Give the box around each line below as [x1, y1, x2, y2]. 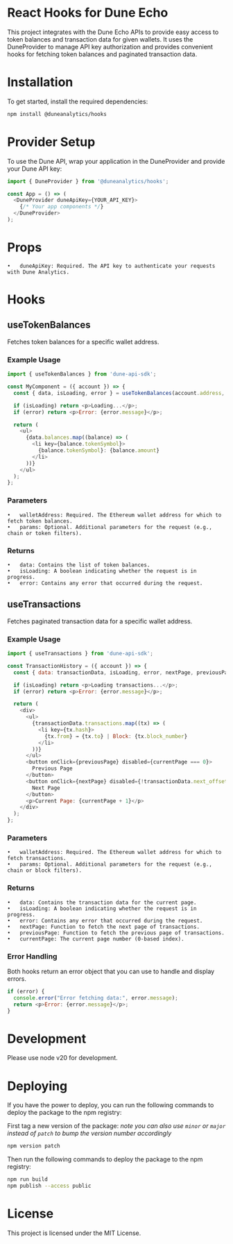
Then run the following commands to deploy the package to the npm [7, 1155, 203, 1163]
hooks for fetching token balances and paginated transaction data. [7, 50, 198, 58]
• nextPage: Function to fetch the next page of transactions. [7, 923, 200, 930]
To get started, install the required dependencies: [7, 97, 148, 106]
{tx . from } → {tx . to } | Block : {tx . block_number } [44, 732, 188, 740]
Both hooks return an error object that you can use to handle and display [7, 967, 215, 975]
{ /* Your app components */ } [19, 203, 104, 210]
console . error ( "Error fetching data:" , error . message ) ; [13, 994, 178, 1001]
